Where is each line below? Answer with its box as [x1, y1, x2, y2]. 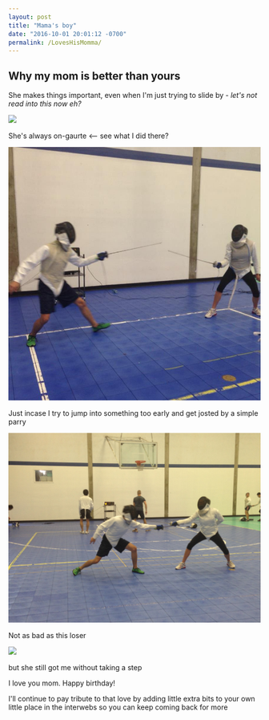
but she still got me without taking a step [8, 663, 143, 673]
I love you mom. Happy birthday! [8, 678, 116, 688]
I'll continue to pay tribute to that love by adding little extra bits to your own [8, 694, 255, 704]
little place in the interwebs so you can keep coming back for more [8, 702, 228, 712]
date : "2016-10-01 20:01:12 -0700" [8, 30, 127, 38]
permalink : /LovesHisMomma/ [8, 39, 102, 47]
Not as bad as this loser [8, 631, 86, 641]
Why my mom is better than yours [8, 69, 181, 83]
